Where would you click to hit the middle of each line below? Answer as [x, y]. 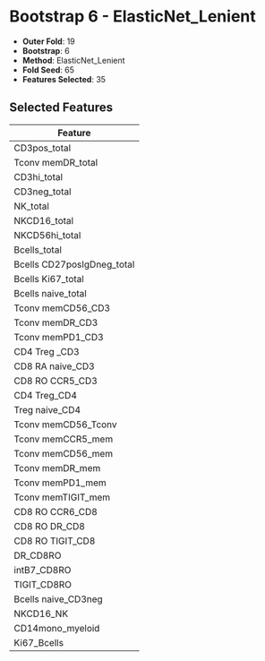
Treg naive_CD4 [47, 409]
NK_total [31, 206]
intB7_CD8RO [43, 570]
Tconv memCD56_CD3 [62, 308]
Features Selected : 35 [64, 79]
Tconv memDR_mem [57, 468]
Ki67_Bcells [39, 642]
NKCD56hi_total [47, 235]
